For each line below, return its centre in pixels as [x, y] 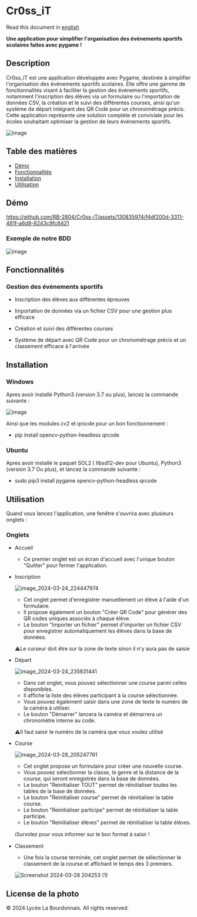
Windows [20, 381]
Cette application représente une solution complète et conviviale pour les [95, 115]
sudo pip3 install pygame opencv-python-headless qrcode [86, 481]
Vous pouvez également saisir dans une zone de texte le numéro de [106, 702]
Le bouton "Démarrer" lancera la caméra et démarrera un [93, 714]
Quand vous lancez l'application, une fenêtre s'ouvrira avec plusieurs [90, 513]
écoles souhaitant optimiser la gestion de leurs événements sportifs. [89, 121]
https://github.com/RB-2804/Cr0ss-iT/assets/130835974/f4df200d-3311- [95, 217]
